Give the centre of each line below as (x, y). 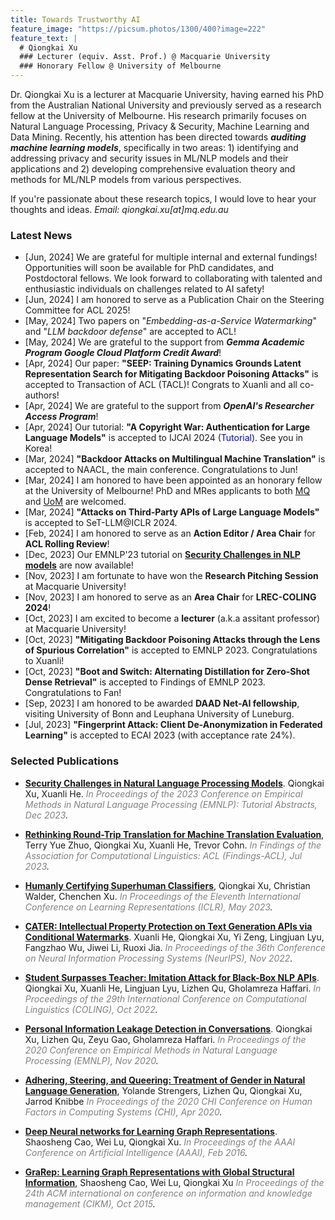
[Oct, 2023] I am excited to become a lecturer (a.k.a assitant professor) (172, 618)
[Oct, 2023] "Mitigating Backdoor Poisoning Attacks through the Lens (172, 640)
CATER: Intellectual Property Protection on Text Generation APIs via (168, 926)
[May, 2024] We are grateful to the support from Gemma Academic (164, 342)
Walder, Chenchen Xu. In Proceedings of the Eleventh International (162, 896)
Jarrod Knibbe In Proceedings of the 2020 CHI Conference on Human (168, 1101)
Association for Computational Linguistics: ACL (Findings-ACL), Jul (163, 855)
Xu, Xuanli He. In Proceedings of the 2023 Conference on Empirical (163, 793)
